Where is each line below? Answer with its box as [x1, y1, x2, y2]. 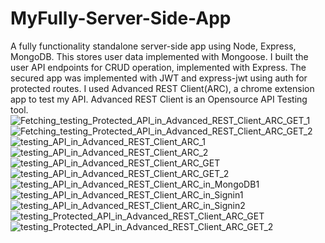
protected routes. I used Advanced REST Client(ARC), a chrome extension [10, 82, 315, 94]
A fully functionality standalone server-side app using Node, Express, [10, 40, 297, 52]
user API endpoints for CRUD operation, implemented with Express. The [10, 61, 307, 73]
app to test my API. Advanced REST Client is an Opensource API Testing [10, 93, 308, 105]
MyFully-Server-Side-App [10, 7, 232, 30]
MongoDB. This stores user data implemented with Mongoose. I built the [10, 50, 309, 62]
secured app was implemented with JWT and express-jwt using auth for [10, 72, 308, 84]
